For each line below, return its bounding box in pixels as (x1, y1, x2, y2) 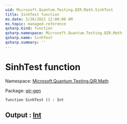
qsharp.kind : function (5, 26, 53, 31)
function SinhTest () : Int (5, 97, 64, 102)
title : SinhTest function (5, 12, 59, 17)
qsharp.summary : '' (5, 40, 46, 45)
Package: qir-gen (5, 87, 41, 93)
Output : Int (5, 111, 42, 119)
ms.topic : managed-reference (5, 21, 66, 26)
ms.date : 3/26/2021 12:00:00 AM (5, 16, 73, 21)
